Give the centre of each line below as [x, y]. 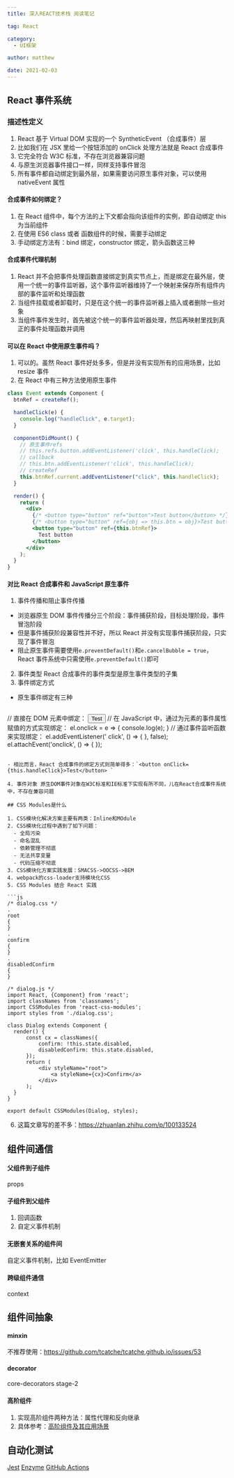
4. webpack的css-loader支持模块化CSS [58, 878]
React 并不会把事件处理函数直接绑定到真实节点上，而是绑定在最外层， [118, 277]
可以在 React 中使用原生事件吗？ [54, 346]
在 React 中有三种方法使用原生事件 [67, 380]
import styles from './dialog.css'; [60, 1014]
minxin [17, 1335]
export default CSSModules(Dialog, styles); [73, 1111]
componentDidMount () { [46, 438]
